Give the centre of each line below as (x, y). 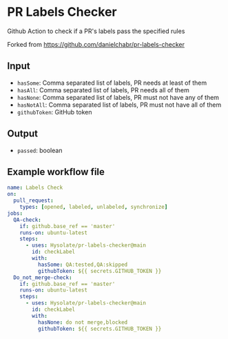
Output (22, 134)
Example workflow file (56, 172)
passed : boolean (40, 150)
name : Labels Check (35, 188)
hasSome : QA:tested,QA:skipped (83, 265)
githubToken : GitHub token (54, 112)
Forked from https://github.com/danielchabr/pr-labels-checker (96, 44)
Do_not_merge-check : (43, 277)
